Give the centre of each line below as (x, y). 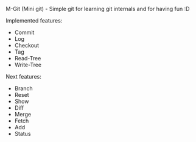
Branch (23, 88)
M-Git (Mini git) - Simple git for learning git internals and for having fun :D (98, 9)
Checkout (27, 45)
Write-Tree (28, 65)
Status (23, 134)
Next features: (24, 76)
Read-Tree (28, 58)
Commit (24, 32)
